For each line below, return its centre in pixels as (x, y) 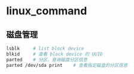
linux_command (47, 11)
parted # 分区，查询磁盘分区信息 (47, 60)
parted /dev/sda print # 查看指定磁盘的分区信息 (67, 65)
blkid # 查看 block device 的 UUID (54, 54)
